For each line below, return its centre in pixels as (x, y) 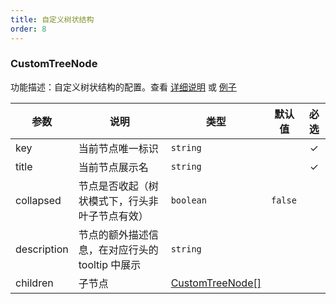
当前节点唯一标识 (118, 148)
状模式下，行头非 (118, 201)
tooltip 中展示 (110, 264)
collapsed (38, 200)
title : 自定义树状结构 (52, 19)
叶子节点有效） (113, 216)
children (34, 283)
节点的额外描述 (113, 234)
